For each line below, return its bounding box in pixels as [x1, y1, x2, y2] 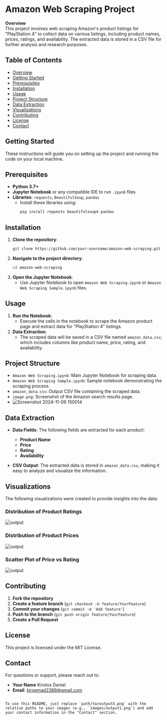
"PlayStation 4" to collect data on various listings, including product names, [5, 31, 161, 37]
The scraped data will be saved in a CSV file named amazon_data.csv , [19, 334, 162, 340]
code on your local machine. [5, 156, 64, 162]
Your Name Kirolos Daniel [12, 682, 66, 688]
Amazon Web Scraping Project [5, 4, 135, 15]
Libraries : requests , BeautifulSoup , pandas [12, 194, 99, 200]
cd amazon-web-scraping [12, 265, 62, 270]
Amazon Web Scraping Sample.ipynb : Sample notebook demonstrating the [12, 378, 162, 384]
